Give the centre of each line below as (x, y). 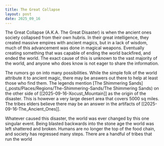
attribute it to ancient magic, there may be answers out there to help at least (82, 78)
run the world (19, 139)
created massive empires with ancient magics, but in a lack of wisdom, (76, 43)
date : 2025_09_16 (23, 18)
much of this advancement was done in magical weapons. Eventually (75, 48)
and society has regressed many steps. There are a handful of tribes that (79, 134)
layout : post (18, 14)
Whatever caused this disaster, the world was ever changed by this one (77, 119)
